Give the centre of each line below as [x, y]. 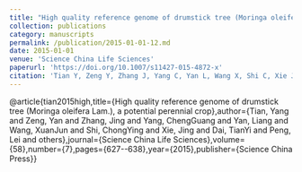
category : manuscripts [52, 34]
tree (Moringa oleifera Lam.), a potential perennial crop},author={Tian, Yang [149, 111]
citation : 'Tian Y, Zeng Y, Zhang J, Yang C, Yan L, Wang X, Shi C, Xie [148, 76]
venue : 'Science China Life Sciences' [82, 59]
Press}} [23, 159]
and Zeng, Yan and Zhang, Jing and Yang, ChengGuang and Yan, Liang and [149, 120]
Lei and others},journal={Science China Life [90, 139]
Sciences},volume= [209, 139]
